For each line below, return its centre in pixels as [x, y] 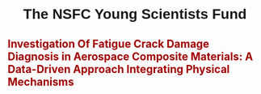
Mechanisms [41, 81]
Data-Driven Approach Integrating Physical [119, 69]
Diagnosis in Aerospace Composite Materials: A [130, 56]
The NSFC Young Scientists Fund [135, 14]
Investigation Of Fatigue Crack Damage [109, 43]
